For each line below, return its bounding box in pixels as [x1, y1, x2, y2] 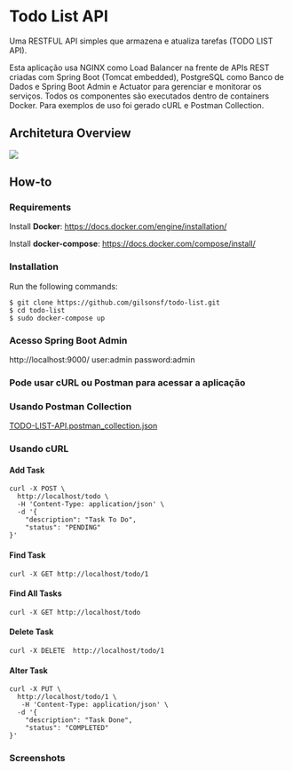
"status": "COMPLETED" [25, 724, 109, 733]
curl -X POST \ [9, 484, 66, 494]
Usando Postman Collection [9, 400, 132, 412]
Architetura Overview [9, 126, 131, 141]
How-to [9, 175, 52, 190]
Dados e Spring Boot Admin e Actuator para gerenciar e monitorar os [9, 81, 262, 91]
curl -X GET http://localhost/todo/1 [9, 569, 149, 578]
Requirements [9, 202, 72, 214]
